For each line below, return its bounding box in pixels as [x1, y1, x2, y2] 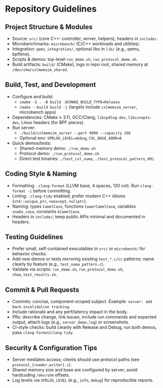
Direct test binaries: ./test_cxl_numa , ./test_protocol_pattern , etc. [19, 156, 155, 161]
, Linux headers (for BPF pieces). [18, 119, 85, 125]
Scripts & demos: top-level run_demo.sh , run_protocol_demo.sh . [12, 56, 138, 62]
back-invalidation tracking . [12, 304, 71, 310]
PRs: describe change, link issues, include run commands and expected [12, 314, 157, 320]
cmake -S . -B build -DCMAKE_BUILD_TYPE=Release [19, 100, 120, 105]
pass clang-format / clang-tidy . [12, 330, 74, 335]
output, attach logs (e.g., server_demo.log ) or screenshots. [12, 319, 130, 325]
